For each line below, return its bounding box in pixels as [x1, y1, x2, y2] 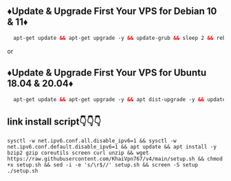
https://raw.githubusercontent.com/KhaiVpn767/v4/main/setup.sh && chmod [7, 156, 223, 162]
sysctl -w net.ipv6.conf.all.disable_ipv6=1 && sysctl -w [7, 138, 177, 145]
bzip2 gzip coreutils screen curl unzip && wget [7, 149, 149, 157]
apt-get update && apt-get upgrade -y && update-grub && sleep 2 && [13, 34, 214, 41]
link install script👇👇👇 [7, 116, 102, 127]
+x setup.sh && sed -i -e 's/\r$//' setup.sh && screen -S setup [7, 162, 198, 169]
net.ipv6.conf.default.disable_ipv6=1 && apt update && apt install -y [7, 144, 217, 151]
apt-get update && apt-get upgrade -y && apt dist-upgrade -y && [13, 96, 205, 103]
